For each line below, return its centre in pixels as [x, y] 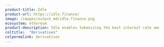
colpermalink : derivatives [32, 37]
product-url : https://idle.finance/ [42, 14]
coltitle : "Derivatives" [31, 32]
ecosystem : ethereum [26, 23]
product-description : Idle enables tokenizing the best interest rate [78, 28]
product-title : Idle [26, 10]
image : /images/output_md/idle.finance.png [50, 19]
